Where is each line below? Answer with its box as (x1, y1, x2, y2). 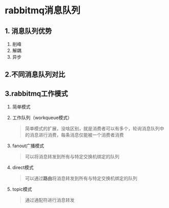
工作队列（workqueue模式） (12, 114, 72, 121)
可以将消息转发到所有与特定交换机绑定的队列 (25, 154, 120, 160)
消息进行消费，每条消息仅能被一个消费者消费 (29, 132, 124, 138)
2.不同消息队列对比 (5, 70, 66, 79)
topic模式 (12, 186, 32, 192)
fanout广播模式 (12, 143, 45, 149)
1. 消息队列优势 (5, 27, 52, 35)
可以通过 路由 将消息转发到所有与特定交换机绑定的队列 (25, 175, 138, 181)
